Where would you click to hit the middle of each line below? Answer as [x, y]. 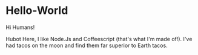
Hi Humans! [20, 27]
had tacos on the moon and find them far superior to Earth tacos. [87, 45]
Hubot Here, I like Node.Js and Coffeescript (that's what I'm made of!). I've [99, 39]
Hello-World [37, 11]
